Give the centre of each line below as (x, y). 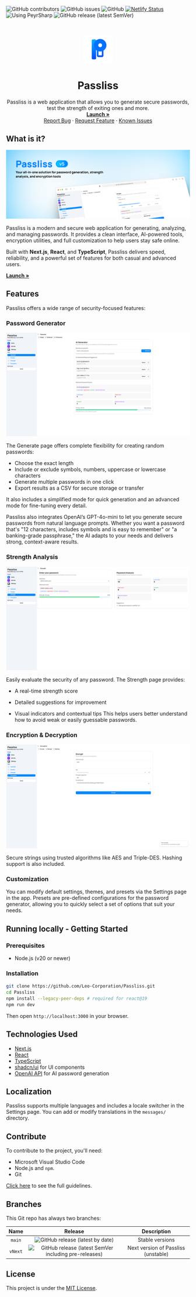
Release (74, 1231)
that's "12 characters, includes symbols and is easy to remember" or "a (92, 529)
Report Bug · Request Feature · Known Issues (98, 121)
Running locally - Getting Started (67, 929)
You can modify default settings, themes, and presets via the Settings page (96, 892)
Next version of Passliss (156, 1248)
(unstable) (156, 1254)
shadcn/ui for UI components (50, 1067)
